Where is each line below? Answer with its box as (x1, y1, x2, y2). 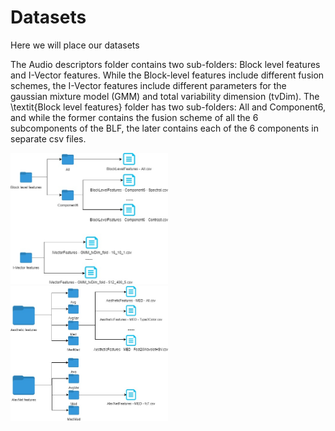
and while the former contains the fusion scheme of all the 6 (10, 111, 259, 123)
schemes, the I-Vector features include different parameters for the (10, 79, 287, 91)
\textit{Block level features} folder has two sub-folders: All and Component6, (10, 101, 326, 113)
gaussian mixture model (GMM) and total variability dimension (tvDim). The (10, 90, 320, 102)
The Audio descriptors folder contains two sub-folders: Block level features (10, 58, 321, 70)
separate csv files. (10, 132, 87, 145)
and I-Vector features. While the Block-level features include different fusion (10, 69, 325, 81)
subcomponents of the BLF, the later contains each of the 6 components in (10, 122, 319, 134)
